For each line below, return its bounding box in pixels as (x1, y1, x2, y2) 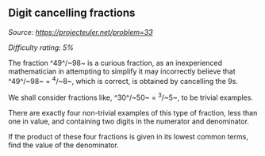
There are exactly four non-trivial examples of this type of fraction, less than (8, 108, 258, 118)
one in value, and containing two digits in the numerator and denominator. (8, 116, 250, 126)
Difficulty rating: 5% (8, 43, 74, 52)
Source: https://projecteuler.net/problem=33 (8, 27, 153, 36)
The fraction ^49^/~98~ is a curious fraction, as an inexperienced (8, 58, 223, 67)
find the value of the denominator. (8, 140, 119, 150)
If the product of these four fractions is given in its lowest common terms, (8, 132, 248, 142)
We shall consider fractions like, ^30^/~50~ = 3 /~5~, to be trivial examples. (8, 91, 254, 102)
